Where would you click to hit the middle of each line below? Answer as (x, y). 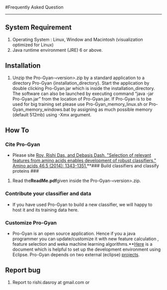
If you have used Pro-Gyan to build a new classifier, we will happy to (82, 204)
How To (17, 131)
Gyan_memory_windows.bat (41, 109)
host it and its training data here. (45, 210)
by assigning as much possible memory (112, 109)
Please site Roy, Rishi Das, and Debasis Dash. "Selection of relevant (82, 155)
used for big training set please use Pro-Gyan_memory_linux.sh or (80, 104)
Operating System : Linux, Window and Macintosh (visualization (78, 39)
